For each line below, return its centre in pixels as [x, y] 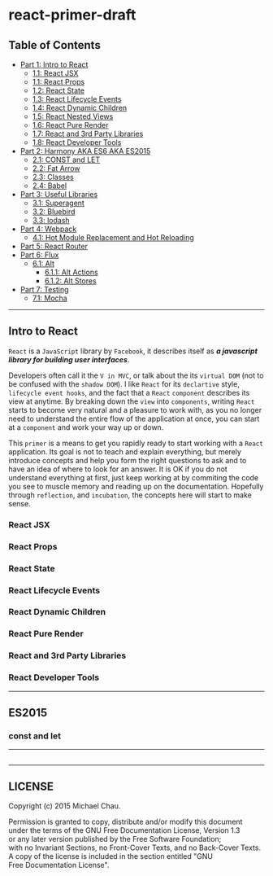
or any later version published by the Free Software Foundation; [115, 839]
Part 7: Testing [44, 289]
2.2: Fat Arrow [56, 168]
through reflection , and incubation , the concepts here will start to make [130, 495]
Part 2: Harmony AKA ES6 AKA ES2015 [85, 151]
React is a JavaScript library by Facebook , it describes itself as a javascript [133, 351]
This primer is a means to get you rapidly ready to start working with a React [136, 443]
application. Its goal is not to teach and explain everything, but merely [125, 451]
